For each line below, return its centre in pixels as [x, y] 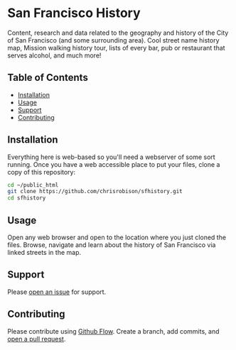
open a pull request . [37, 339]
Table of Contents [48, 78]
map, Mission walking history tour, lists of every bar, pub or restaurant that [116, 48]
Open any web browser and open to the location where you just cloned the [117, 237]
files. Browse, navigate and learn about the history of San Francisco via [112, 245]
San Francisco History [74, 13]
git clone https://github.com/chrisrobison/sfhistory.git [95, 192]
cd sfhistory [27, 198]
